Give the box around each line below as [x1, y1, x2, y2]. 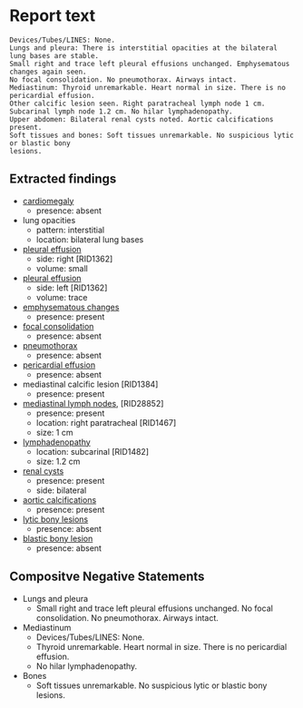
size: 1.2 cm [35, 456, 81, 467]
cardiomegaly [22, 195, 74, 206]
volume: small [35, 262, 88, 273]
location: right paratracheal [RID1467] [35, 417, 177, 428]
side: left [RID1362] [35, 282, 108, 293]
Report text [9, 5, 96, 26]
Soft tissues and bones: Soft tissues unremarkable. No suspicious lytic [9, 131, 295, 140]
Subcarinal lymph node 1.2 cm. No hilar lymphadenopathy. [9, 106, 233, 116]
